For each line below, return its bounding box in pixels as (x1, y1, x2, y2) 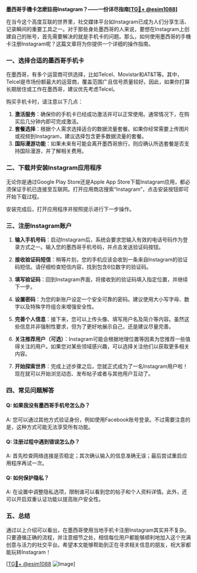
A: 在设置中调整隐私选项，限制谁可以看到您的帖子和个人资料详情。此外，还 (6, 488, 188, 495)
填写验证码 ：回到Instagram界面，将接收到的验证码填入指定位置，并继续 (14, 276, 188, 283)
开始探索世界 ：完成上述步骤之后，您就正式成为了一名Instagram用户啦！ (14, 362, 188, 370)
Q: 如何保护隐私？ (6, 474, 49, 481)
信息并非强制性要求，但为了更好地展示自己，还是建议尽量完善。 (19, 323, 174, 330)
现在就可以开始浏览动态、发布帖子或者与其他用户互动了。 (14, 370, 154, 377)
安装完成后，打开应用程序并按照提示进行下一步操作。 (6, 206, 135, 213)
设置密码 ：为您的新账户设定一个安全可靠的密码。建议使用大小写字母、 (14, 296, 185, 303)
